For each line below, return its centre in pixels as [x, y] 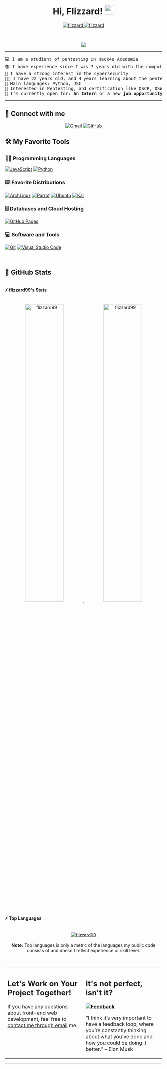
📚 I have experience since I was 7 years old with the [74, 67]
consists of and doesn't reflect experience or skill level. [83, 950]
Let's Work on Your [42, 984]
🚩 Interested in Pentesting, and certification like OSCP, [79, 88]
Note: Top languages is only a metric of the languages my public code [83, 945]
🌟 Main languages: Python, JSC [43, 83]
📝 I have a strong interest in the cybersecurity [67, 73]
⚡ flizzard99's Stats [26, 290]
